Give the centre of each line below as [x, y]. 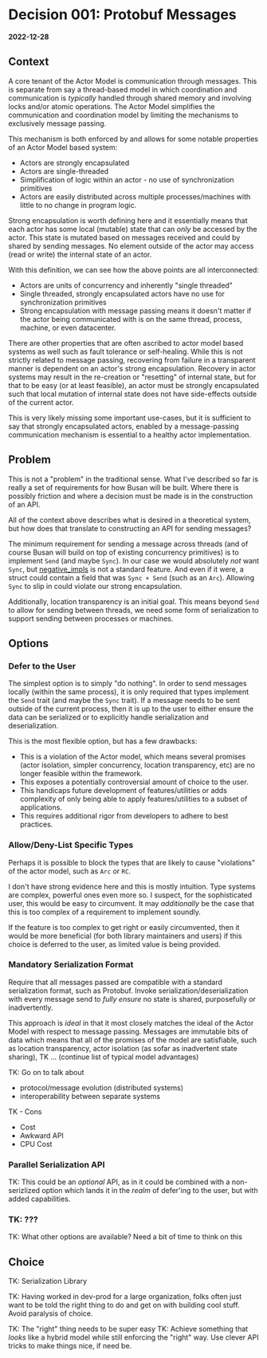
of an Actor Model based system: [63, 147]
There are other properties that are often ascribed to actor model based [126, 343]
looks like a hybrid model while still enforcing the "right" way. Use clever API [133, 1337]
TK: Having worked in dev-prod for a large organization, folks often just [125, 1297]
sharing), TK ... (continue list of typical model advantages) [104, 1057]
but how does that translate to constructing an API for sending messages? [130, 528]
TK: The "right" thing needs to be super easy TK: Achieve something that [128, 1329]
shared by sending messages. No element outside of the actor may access [131, 245]
